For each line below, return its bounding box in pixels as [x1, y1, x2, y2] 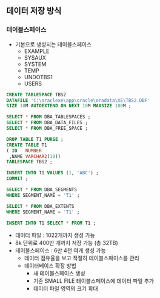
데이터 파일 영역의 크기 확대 [33, 285, 98, 293]
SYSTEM [24, 60, 47, 68]
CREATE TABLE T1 [6, 142, 47, 148]
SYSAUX [24, 54, 47, 61]
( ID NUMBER [6, 147, 42, 154]
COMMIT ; [6, 176, 28, 182]
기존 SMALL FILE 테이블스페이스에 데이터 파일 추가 [33, 277, 155, 285]
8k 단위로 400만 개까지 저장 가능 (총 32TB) [15, 239, 118, 247]
